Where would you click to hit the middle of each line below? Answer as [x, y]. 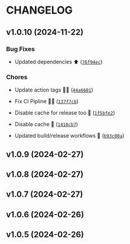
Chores [17, 77]
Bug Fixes [21, 49]
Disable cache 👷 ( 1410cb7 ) [46, 124]
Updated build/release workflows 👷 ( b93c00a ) [69, 136]
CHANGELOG [39, 10]
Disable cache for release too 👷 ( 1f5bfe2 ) [65, 113]
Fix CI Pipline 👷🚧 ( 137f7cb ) [46, 102]
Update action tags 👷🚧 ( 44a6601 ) [54, 90]
